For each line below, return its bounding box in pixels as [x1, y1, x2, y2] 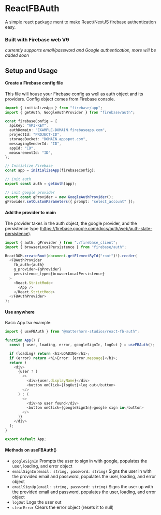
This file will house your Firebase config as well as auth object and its [5, 91, 144, 97]
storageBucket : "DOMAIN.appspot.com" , [9, 137, 88, 142]
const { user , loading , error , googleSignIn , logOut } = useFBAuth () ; [9, 343, 155, 348]
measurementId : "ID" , [9, 150, 53, 155]
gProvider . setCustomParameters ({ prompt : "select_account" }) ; [5, 199, 135, 204]
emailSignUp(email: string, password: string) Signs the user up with [12, 483, 153, 489]
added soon [5, 52, 29, 58]
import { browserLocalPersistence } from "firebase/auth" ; [5, 245, 127, 249]
